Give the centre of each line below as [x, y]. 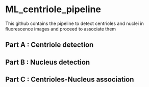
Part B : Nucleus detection [48, 62]
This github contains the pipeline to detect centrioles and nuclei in [75, 23]
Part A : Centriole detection [49, 45]
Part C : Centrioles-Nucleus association [70, 80]
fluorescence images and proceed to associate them [61, 28]
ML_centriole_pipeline [53, 9]
